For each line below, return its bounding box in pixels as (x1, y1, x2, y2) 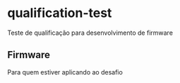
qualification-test (7, 5, 112, 21)
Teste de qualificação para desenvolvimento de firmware (7, 28, 173, 37)
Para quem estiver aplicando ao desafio (7, 67, 124, 76)
